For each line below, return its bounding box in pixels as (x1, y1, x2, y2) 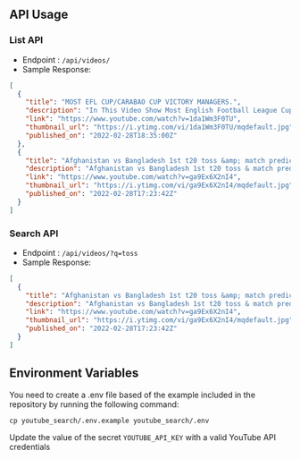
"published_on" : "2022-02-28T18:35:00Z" (25, 131, 178, 140)
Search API (9, 227, 59, 240)
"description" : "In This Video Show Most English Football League (25, 106, 278, 115)
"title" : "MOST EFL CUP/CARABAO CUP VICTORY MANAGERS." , (25, 98, 242, 106)
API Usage (9, 7, 69, 22)
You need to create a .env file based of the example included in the (9, 389, 256, 400)
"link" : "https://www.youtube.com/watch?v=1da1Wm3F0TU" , (25, 115, 242, 123)
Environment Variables (9, 366, 139, 381)
